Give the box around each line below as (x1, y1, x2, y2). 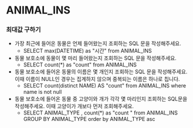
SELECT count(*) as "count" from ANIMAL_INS (23, 61, 137, 68)
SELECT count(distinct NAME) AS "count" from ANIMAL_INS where (23, 82, 187, 89)
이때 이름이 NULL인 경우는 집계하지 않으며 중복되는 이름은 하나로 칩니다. (14, 76, 180, 83)
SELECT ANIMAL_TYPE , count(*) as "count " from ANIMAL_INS (23, 109, 178, 116)
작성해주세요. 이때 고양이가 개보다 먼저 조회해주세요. (14, 103, 134, 110)
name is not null (23, 89, 62, 96)
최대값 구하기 (6, 26, 41, 34)
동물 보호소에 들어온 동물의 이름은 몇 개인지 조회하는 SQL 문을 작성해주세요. (14, 68, 188, 75)
